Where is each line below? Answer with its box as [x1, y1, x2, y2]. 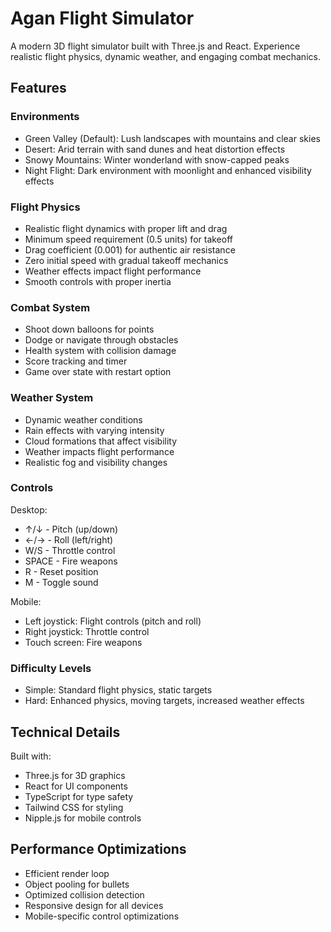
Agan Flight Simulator [10, 7, 195, 30]
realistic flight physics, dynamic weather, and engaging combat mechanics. [10, 50, 321, 62]
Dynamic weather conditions [24, 413, 143, 426]
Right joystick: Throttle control [24, 625, 150, 637]
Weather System [10, 391, 94, 405]
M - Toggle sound [24, 576, 99, 588]
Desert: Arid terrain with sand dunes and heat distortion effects [24, 143, 286, 155]
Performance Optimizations [10, 841, 187, 858]
